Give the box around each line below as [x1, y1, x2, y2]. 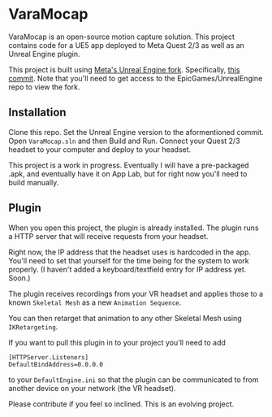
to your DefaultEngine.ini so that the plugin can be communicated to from [8, 375, 259, 384]
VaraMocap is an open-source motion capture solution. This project [8, 32, 235, 41]
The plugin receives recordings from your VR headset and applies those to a [8, 289, 264, 298]
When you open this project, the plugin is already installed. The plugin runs [8, 223, 259, 232]
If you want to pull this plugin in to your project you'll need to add [8, 337, 226, 347]
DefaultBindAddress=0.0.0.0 [8, 360, 104, 368]
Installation [8, 106, 67, 119]
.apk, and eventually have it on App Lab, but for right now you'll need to [8, 168, 248, 179]
